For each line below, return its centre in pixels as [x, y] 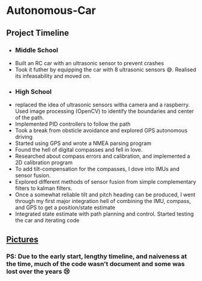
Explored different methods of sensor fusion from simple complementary [106, 182]
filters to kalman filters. [43, 189]
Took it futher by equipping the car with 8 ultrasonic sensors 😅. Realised [106, 69]
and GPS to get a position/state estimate [65, 208]
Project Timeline [38, 33]
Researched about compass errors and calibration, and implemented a [103, 156]
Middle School [36, 50]
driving [24, 137]
